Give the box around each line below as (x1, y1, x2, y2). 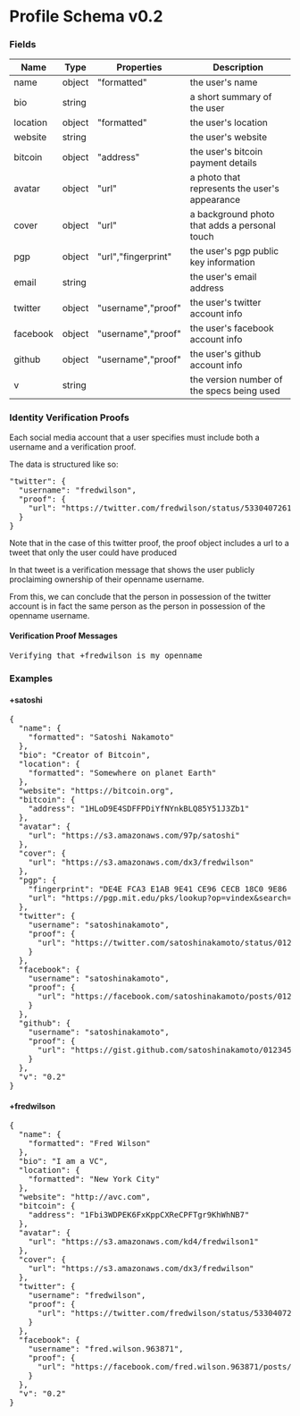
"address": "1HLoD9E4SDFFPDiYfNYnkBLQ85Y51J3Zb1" (28, 804, 250, 814)
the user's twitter (189, 297, 262, 309)
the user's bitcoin (189, 146, 263, 158)
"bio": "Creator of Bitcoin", (18, 750, 151, 761)
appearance (189, 194, 241, 206)
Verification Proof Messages (9, 630, 118, 641)
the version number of (189, 374, 283, 386)
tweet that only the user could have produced (9, 547, 177, 558)
